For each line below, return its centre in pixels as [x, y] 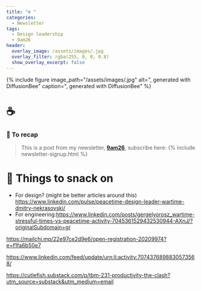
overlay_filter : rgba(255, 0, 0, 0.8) [61, 57]
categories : [21, 18]
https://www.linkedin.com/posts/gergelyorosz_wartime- [125, 214]
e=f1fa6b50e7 [24, 245]
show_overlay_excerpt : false [48, 62]
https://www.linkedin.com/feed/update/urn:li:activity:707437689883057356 [101, 257]
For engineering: [35, 214]
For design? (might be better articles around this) [76, 195]
